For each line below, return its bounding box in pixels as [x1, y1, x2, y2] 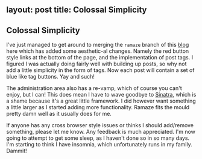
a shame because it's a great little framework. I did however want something [6, 97, 196, 104]
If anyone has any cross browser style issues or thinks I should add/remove [6, 122, 194, 129]
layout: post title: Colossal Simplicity [6, 5, 147, 15]
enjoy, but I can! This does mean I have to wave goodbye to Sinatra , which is [6, 91, 197, 98]
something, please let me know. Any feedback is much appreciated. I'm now [6, 128, 196, 136]
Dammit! [6, 147, 27, 155]
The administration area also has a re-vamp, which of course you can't [6, 85, 182, 92]
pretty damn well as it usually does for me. [6, 110, 112, 118]
